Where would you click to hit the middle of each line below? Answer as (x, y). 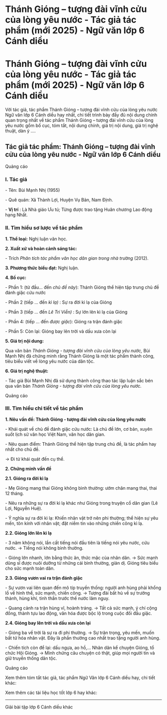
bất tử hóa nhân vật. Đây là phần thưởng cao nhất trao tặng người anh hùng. (83, 638)
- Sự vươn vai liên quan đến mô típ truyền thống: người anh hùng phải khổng (83, 588)
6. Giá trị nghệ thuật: (27, 371)
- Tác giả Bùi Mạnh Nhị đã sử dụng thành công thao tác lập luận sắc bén (79, 380)
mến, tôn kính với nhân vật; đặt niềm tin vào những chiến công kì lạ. (74, 523)
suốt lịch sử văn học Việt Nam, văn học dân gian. (55, 434)
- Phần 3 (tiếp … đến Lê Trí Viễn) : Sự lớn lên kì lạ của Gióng (66, 312)
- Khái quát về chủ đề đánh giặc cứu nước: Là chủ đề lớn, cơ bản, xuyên (79, 429)
